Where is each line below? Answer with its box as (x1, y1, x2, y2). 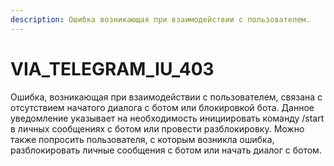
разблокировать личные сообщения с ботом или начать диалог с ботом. (10, 144, 322, 156)
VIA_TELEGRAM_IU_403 (10, 57, 215, 80)
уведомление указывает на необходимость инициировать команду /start (10, 112, 325, 124)
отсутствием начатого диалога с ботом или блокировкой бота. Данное (10, 101, 315, 113)
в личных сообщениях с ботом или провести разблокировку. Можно (10, 122, 305, 135)
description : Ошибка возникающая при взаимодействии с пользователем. (10, 14, 311, 25)
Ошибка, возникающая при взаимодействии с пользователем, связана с (10, 91, 323, 103)
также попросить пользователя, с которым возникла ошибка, (10, 133, 275, 145)
